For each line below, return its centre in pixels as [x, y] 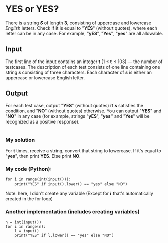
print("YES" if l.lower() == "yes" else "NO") [64, 235]
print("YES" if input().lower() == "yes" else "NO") [71, 184]
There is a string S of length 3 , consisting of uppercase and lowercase [78, 23]
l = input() [27, 231]
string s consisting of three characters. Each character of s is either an [79, 72]
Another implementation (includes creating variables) [72, 212]
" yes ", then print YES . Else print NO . [43, 156]
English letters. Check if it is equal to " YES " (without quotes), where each [81, 28]
